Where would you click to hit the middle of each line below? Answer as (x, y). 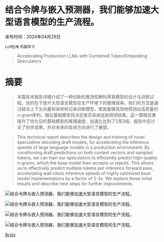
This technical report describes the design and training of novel (81, 137)
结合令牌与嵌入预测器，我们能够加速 (78, 10)
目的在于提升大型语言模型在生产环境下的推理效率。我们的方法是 (90, 102)
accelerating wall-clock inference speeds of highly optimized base (84, 173)
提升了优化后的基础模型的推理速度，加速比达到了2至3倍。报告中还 (84, 121)
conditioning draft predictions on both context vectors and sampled (85, 152)
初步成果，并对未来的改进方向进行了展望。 (68, 127)
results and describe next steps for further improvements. (75, 183)
